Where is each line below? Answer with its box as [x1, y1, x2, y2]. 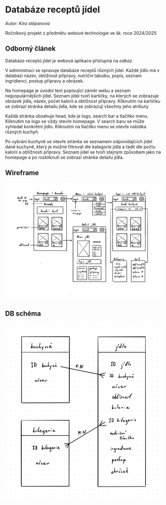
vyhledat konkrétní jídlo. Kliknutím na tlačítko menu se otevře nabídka [5, 123, 147, 129]
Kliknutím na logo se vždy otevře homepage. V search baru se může [5, 118, 145, 124]
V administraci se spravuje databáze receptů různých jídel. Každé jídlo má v [5, 67, 160, 73]
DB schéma [5, 309, 41, 318]
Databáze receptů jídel [5, 4, 100, 15]
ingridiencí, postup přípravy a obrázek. [5, 78, 84, 84]
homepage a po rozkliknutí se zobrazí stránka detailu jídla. [5, 154, 124, 160]
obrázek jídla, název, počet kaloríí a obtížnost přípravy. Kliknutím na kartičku [5, 98, 161, 104]
